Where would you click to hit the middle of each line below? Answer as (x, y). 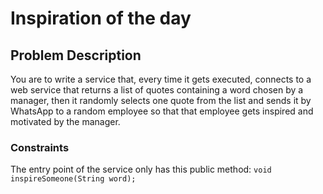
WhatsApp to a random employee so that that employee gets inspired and (162, 111)
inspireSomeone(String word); (73, 179)
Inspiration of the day (101, 18)
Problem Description (76, 55)
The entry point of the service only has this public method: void (141, 169)
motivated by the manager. (65, 121)
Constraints (40, 147)
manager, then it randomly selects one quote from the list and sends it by (161, 100)
